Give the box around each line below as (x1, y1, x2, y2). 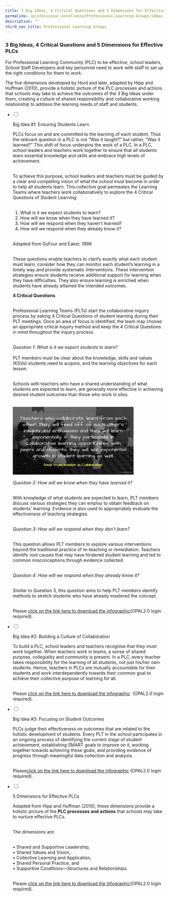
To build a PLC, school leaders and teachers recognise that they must (12, 643, 157, 649)
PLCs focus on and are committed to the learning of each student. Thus (12, 131, 161, 137)
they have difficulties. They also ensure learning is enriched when (12, 277, 149, 283)
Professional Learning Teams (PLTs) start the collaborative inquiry (12, 308, 149, 314)
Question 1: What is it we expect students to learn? (12, 344, 118, 350)
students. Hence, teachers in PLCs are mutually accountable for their (12, 665, 156, 671)
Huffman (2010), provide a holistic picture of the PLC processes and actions (5, 85, 162, 91)
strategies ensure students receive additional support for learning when (12, 272, 161, 278)
